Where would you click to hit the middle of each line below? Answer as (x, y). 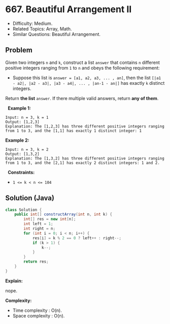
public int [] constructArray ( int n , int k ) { (63, 214)
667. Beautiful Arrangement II (69, 9)
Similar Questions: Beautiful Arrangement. (56, 34)
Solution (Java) (30, 198)
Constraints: (21, 172)
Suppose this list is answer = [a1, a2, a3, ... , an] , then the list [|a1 (87, 78)
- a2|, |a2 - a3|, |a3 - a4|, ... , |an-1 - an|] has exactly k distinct (89, 83)
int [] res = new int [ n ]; (50, 219)
